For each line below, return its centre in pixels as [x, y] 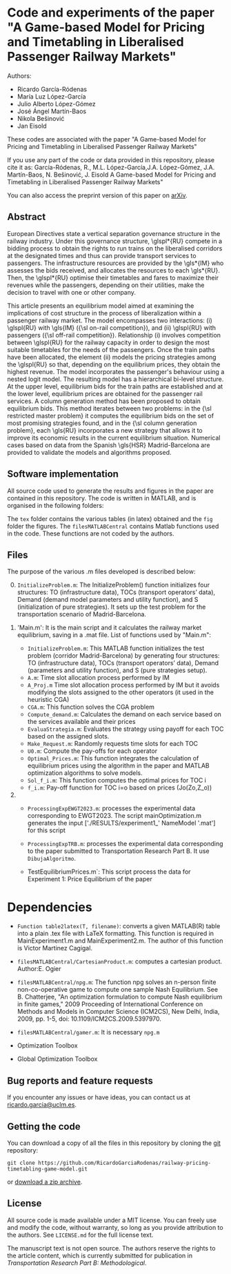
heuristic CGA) [48, 700]
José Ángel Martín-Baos [52, 111]
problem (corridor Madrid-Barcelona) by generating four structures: [123, 656]
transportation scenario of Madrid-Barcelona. [82, 614]
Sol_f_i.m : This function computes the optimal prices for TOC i [117, 781]
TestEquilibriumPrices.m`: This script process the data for [109, 872]
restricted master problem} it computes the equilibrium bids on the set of [111, 415]
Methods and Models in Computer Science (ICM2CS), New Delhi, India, [118, 1012]
